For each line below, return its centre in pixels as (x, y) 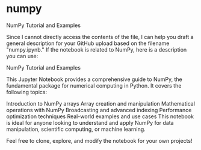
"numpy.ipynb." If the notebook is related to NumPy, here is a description (97, 49)
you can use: (22, 56)
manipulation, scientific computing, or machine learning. (76, 129)
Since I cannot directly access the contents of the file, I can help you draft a (100, 37)
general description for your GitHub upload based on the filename (88, 43)
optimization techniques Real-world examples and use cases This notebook (100, 116)
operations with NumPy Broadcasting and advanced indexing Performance (99, 110)
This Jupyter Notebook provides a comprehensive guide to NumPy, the (94, 79)
